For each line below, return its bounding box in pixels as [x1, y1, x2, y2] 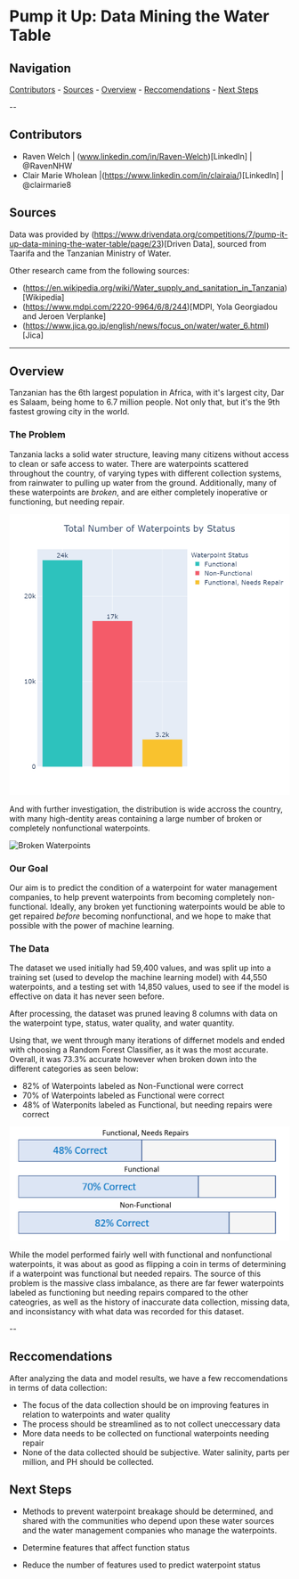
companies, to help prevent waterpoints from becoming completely [9, 892, 256, 903]
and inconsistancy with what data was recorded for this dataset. [9, 1306, 245, 1317]
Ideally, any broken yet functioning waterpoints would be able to [50, 902, 286, 912]
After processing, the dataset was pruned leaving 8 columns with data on [9, 1009, 279, 1019]
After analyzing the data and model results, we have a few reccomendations [9, 1372, 288, 1383]
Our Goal [9, 862, 49, 874]
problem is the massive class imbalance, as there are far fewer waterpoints [9, 1278, 285, 1289]
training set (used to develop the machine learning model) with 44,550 [9, 972, 268, 983]
